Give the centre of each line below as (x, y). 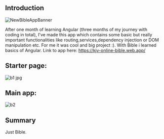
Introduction (25, 8)
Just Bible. (16, 132)
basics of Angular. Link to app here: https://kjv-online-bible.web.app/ (75, 50)
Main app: (21, 93)
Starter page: (26, 66)
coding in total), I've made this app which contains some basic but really (79, 34)
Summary (20, 120)
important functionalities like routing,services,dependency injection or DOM (82, 40)
